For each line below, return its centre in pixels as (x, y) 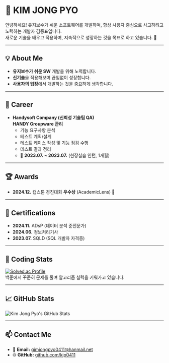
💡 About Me (24, 58)
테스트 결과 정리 (35, 149)
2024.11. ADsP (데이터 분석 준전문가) (49, 226)
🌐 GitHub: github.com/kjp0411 (44, 354)
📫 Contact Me (28, 335)
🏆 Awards (22, 177)
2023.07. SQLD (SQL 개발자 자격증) (49, 238)
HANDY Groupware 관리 (38, 124)
